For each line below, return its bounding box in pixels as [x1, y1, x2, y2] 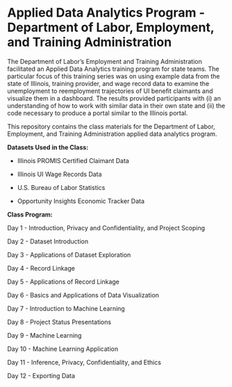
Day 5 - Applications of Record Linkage [7, 277, 120, 286]
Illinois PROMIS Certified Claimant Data [17, 156, 130, 164]
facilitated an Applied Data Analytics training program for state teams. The [7, 64, 219, 73]
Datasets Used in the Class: [7, 143, 89, 151]
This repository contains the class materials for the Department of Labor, [7, 122, 215, 130]
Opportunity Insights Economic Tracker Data [17, 196, 144, 205]
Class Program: [7, 210, 53, 218]
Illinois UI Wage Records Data [17, 170, 102, 178]
